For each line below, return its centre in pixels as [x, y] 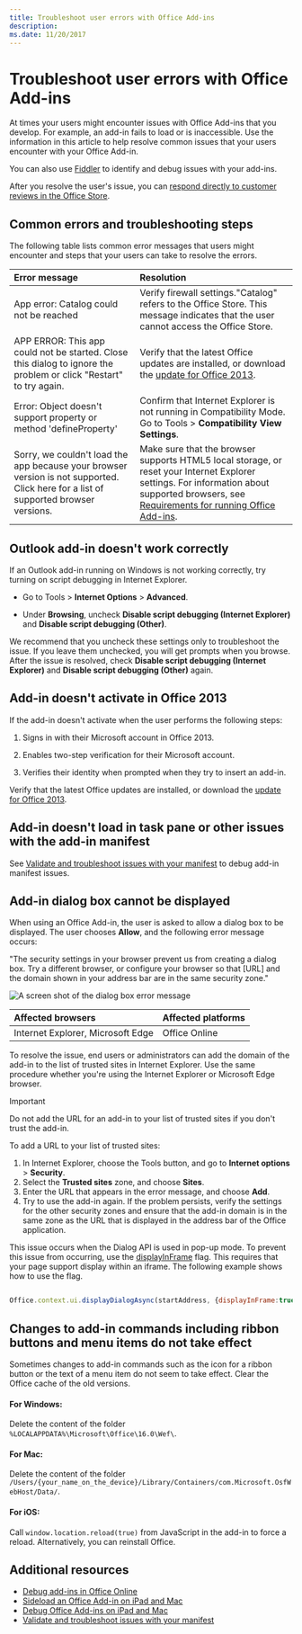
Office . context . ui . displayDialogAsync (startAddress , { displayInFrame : [144, 1300]
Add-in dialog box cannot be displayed [120, 901]
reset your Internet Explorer [197, 471]
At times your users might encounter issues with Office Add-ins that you [143, 123]
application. [44, 1230]
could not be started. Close [71, 353]
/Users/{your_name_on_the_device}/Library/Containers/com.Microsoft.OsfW [151, 1483]
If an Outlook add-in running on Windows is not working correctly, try [138, 570]
